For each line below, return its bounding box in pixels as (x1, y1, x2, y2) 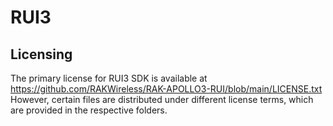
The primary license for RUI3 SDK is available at (10, 72, 208, 84)
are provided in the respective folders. (10, 104, 168, 116)
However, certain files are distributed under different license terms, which (10, 94, 314, 105)
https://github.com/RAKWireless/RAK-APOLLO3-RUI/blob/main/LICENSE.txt (10, 83, 323, 95)
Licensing (10, 46, 73, 63)
